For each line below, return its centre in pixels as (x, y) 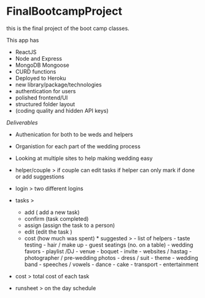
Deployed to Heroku (41, 78)
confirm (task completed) (56, 218)
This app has (23, 40)
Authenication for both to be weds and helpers (74, 134)
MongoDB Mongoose (42, 65)
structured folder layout (45, 104)
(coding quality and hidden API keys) (62, 110)
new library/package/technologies (59, 85)
